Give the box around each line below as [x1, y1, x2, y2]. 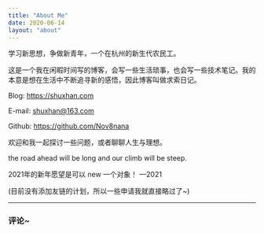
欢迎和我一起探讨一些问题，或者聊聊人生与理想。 [8, 138, 167, 147]
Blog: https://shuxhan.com [8, 91, 94, 101]
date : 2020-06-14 [8, 19, 65, 27]
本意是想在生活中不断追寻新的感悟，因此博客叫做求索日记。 [8, 76, 201, 85]
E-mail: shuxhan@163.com [8, 106, 94, 116]
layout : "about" [8, 26, 61, 34]
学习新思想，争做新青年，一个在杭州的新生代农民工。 [8, 49, 181, 58]
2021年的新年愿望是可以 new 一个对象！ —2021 [8, 170, 163, 179]
